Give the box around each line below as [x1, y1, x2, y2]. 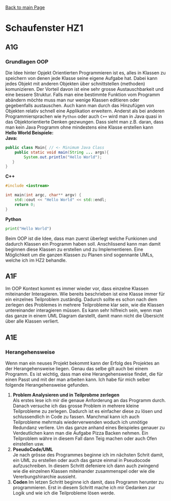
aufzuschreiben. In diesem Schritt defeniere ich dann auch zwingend [12, 463, 159, 469]
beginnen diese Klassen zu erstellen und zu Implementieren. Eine [5, 246, 144, 252]
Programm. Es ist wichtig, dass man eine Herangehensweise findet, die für [5, 371, 163, 377]
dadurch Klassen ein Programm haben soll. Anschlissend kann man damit [5, 241, 161, 247]
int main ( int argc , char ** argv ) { [5, 192, 82, 198]
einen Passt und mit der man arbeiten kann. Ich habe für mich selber [5, 376, 150, 383]
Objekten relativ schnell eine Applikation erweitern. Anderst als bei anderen [5, 108, 165, 114]
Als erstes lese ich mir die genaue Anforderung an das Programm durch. [12, 397, 166, 403]
